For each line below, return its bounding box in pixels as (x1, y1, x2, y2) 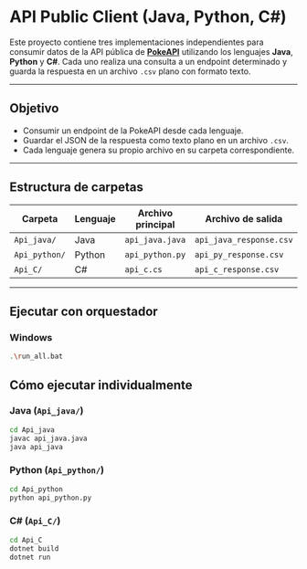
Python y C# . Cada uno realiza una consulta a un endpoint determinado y (9, 56, 288, 67)
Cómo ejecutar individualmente (9, 377, 193, 393)
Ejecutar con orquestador (9, 303, 158, 319)
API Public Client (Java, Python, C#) (9, 6, 287, 27)
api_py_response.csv (195, 249, 284, 259)
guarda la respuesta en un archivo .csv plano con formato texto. (9, 66, 251, 77)
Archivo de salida (205, 212, 283, 225)
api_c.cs (124, 264, 163, 275)
